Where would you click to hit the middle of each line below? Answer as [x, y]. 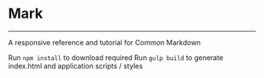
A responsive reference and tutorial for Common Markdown [104, 42]
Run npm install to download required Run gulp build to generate [116, 57]
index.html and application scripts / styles [75, 66]
